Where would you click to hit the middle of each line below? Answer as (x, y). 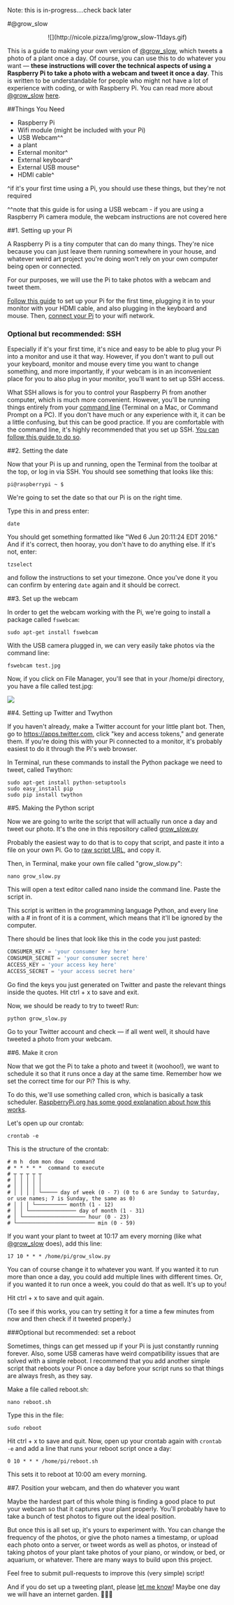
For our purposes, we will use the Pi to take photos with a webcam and (109, 280)
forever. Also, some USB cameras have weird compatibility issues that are (114, 1353)
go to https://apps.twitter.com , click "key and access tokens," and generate (116, 734)
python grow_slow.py (37, 1019)
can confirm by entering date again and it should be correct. (94, 585)
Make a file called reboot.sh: (48, 1389)
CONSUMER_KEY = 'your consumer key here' (68, 952)
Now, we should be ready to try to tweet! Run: (73, 1005)
